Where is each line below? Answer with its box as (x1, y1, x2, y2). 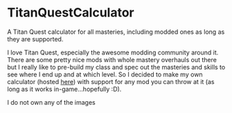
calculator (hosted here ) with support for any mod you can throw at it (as (7, 77, 215, 85)
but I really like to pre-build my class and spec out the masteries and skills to (7, 63, 226, 71)
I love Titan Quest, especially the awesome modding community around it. (7, 48, 219, 56)
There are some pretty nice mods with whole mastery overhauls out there (7, 55, 217, 63)
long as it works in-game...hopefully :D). (7, 85, 122, 93)
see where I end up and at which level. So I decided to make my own (7, 70, 203, 79)
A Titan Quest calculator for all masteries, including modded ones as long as (7, 28, 225, 36)
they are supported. (7, 34, 64, 43)
